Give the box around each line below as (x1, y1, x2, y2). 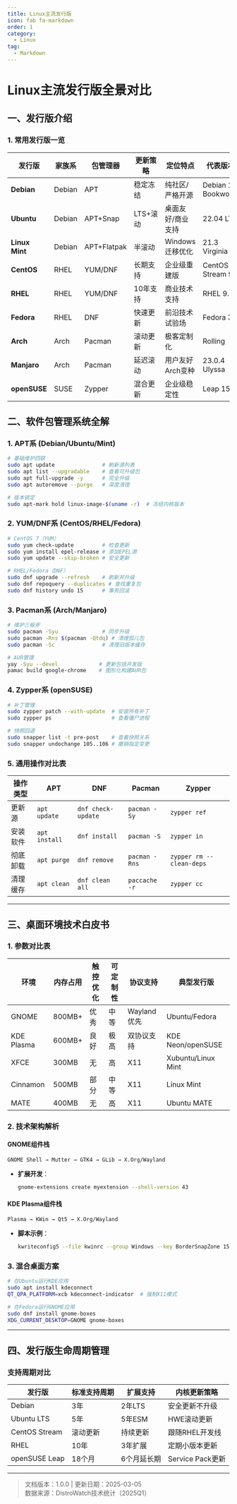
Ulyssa (202, 364, 226, 374)
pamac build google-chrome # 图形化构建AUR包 (7, 667, 147, 674)
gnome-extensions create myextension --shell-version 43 (17, 1183, 189, 1191)
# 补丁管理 (7, 701, 35, 709)
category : (7, 30, 37, 37)
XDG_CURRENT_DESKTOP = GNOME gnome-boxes (7, 1316, 125, 1323)
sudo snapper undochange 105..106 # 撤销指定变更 (7, 740, 150, 748)
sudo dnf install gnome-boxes (7, 1310, 97, 1317)
